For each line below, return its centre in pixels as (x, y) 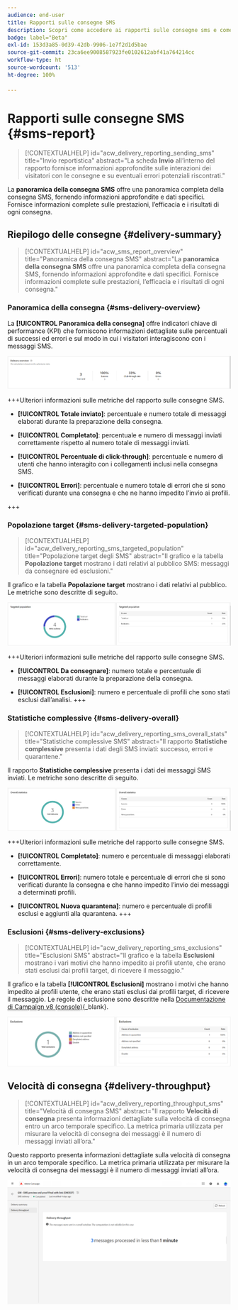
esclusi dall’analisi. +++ (52, 700)
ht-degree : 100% (31, 75)
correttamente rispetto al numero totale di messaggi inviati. (103, 443)
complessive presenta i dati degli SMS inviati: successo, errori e (119, 748)
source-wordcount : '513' (44, 67)
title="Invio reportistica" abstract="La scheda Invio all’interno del (120, 160)
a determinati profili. (47, 893)
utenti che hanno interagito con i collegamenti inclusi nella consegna (118, 464)
